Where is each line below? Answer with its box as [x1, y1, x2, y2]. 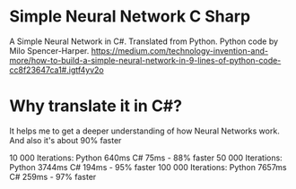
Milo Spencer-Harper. [9, 45, 90, 56]
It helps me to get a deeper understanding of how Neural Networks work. [9, 125, 280, 136]
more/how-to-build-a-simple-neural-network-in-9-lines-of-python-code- [9, 55, 282, 65]
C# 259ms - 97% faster [9, 171, 97, 182]
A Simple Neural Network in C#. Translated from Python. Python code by [9, 36, 279, 47]
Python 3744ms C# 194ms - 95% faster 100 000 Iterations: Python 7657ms [9, 161, 287, 172]
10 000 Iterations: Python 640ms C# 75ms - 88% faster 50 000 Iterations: [9, 152, 283, 163]
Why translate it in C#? [9, 96, 182, 116]
